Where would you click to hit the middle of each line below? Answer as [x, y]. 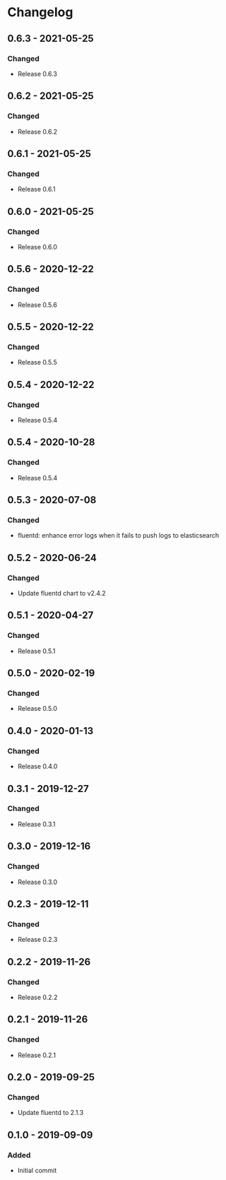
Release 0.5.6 [37, 305]
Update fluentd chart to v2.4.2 [61, 594]
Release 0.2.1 [37, 1055]
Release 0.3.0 [37, 882]
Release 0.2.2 [37, 997]
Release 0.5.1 [36, 651]
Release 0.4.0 [37, 767]
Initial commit [37, 1170]
